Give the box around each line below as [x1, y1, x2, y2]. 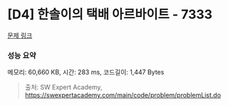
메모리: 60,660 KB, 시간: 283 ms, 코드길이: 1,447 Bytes [7, 68, 165, 76]
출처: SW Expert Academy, [24, 83, 103, 92]
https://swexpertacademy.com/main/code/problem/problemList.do [24, 91, 222, 100]
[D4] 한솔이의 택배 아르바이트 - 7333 [7, 6, 212, 23]
